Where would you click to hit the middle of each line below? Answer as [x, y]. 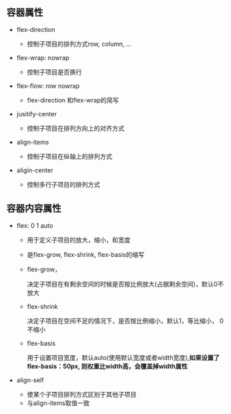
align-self [30, 380]
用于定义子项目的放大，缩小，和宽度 [79, 240]
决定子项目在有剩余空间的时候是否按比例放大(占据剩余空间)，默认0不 [125, 284]
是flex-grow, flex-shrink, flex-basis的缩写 [86, 254]
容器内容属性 [34, 209]
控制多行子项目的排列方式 [63, 184]
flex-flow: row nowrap [48, 86]
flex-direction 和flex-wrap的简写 [73, 100]
